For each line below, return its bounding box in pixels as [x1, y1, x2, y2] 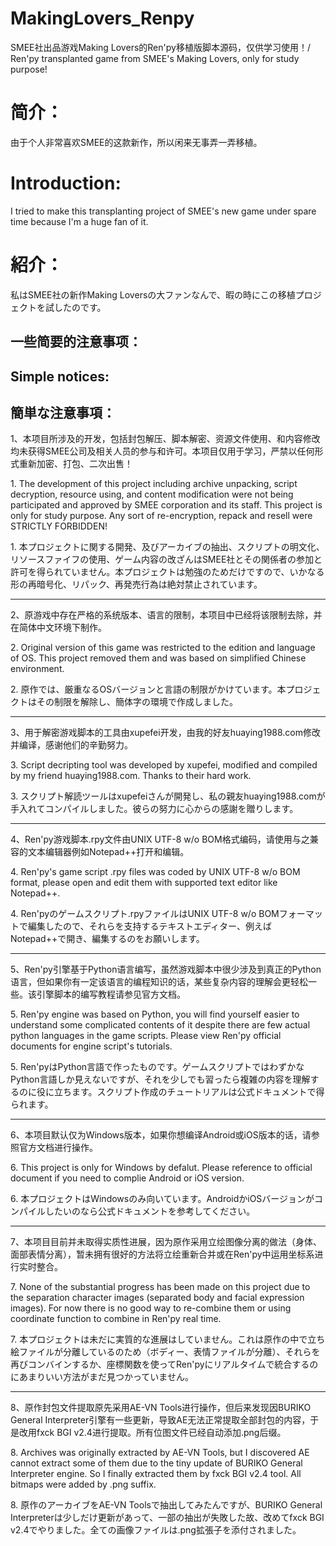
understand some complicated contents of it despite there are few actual [10, 1019, 311, 1031]
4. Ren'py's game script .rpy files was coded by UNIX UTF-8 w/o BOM [10, 866, 301, 878]
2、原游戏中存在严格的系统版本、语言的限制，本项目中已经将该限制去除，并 [10, 609, 323, 621]
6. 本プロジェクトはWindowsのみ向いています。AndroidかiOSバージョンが [10, 1193, 315, 1205]
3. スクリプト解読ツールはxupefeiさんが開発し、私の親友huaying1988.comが [10, 790, 326, 802]
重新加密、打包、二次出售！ [18, 458, 133, 470]
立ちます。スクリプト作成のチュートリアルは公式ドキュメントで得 [53, 1086, 325, 1098]
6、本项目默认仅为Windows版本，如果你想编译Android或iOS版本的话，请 [10, 1129, 312, 1141]
